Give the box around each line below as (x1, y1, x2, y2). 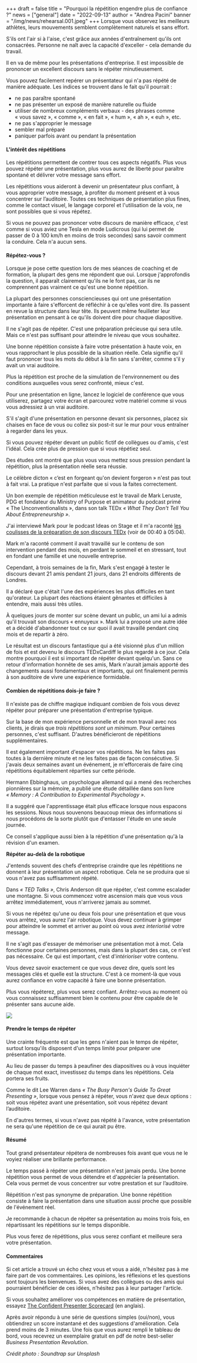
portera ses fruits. (6, 1074, 49, 1082)
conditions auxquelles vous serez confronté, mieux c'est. (6, 380, 144, 387)
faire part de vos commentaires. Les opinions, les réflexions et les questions (6, 1272, 191, 1279)
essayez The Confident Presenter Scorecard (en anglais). (6, 1302, 145, 1309)
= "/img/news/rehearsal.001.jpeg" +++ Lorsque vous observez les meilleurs (6, 18, 190, 24)
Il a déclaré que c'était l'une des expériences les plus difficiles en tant (6, 588, 175, 595)
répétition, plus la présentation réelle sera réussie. (6, 463, 128, 470)
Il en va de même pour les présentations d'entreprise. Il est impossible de (6, 59, 184, 66)
